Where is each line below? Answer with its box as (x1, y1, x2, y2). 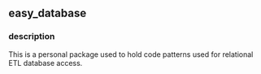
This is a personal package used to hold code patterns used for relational (8, 49, 254, 59)
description (8, 31, 55, 42)
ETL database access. (8, 58, 83, 67)
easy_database (8, 7, 87, 20)
